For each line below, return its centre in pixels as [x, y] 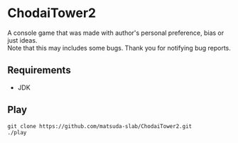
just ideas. [22, 40]
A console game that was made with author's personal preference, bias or [116, 33]
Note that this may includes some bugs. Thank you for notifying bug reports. [119, 48]
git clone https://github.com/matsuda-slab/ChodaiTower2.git [100, 126]
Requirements [39, 70]
